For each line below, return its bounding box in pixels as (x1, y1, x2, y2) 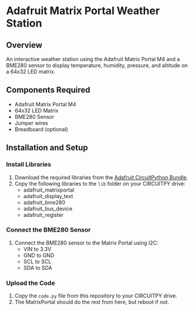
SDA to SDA (23, 264, 52, 271)
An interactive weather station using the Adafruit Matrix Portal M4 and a (6, 56, 180, 62)
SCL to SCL (23, 258, 52, 265)
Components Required (6, 85, 91, 95)
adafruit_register (23, 211, 63, 218)
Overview (6, 40, 43, 50)
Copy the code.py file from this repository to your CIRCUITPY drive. (14, 292, 178, 299)
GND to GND (23, 252, 55, 259)
